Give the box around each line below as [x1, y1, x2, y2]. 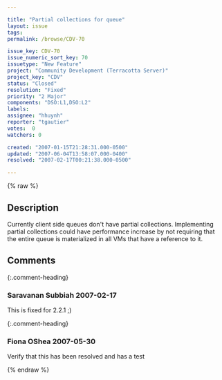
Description [7, 202, 59, 213]
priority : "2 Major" [7, 93, 67, 100]
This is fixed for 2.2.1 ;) [7, 306, 72, 314]
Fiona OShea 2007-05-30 [7, 336, 95, 346]
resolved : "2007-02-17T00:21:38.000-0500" [7, 157, 131, 164]
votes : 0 [7, 125, 36, 132]
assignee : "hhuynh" [7, 112, 64, 120]
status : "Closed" [7, 80, 57, 87]
